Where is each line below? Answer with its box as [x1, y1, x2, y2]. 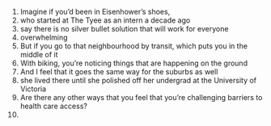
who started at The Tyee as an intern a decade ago [19, 15, 191, 25]
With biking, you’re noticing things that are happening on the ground [19, 58, 248, 68]
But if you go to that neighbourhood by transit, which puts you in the [19, 41, 248, 51]
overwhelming [19, 32, 68, 42]
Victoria [19, 84, 47, 94]
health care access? [19, 101, 87, 111]
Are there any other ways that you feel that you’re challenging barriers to [19, 93, 263, 102]
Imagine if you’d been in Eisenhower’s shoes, [19, 7, 171, 16]
